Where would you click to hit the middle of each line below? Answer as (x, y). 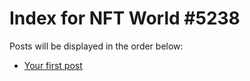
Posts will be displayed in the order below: (96, 46)
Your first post (53, 65)
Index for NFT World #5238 (125, 18)
